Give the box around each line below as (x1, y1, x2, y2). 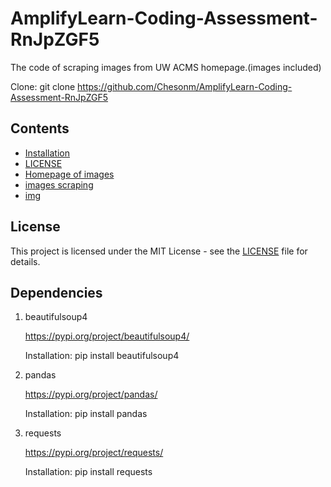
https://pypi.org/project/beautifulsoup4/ (24, 330, 190, 342)
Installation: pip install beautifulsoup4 (24, 350, 180, 362)
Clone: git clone (10, 80, 76, 92)
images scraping (24, 178, 94, 191)
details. (10, 255, 41, 267)
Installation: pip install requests (24, 466, 153, 478)
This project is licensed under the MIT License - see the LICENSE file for (10, 245, 308, 257)
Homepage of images (24, 168, 115, 180)
